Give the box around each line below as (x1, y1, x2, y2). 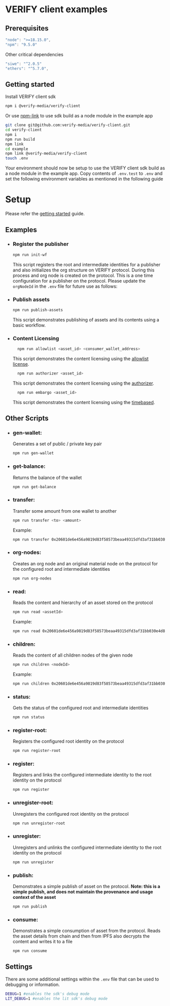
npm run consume (12, 948, 47, 953)
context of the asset (12, 894, 56, 900)
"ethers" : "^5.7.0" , (5, 66, 49, 71)
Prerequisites (5, 24, 49, 33)
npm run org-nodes (12, 575, 52, 581)
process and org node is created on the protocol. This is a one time (12, 272, 153, 279)
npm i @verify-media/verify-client (5, 104, 81, 109)
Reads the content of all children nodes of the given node (12, 652, 133, 659)
